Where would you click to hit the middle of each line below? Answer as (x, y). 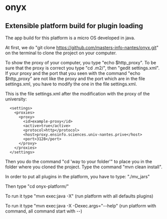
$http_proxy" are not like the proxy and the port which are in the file (75, 79)
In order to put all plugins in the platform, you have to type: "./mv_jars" (77, 177)
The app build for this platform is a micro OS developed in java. (70, 38)
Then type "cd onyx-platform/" (37, 186)
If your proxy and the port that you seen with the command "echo (73, 73)
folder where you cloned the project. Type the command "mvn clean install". (84, 167)
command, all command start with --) (44, 211)
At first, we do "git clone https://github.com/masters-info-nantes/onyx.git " (82, 47)
